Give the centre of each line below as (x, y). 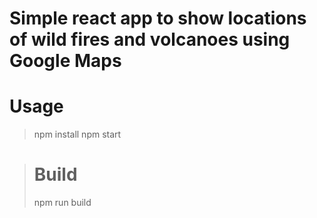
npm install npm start (77, 134)
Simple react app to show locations (158, 18)
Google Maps (65, 61)
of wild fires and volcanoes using (150, 39)
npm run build (62, 203)
